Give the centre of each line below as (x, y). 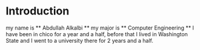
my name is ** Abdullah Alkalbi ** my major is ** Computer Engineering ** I (100, 28)
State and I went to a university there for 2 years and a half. (80, 40)
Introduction (38, 11)
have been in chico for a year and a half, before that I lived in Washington (97, 34)
